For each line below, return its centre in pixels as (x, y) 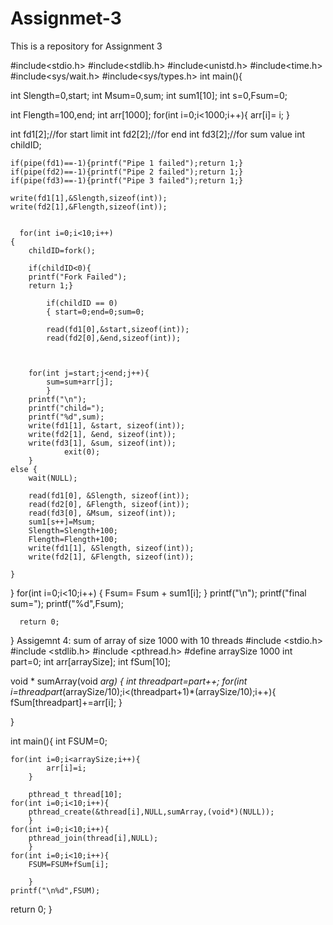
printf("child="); (66, 408)
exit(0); (82, 452)
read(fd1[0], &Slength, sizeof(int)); (109, 495)
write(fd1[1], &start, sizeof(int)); (107, 425)
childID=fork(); (62, 250)
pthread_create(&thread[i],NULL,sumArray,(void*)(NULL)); (151, 812)
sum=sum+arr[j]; (80, 382)
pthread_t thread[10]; (75, 794)
